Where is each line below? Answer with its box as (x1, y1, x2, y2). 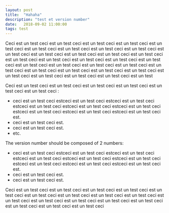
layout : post (5, 7, 33, 13)
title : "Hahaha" (5, 12, 42, 17)
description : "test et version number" (5, 17, 90, 22)
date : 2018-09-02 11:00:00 (5, 21, 67, 27)
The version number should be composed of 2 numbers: (5, 140, 124, 146)
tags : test (5, 26, 29, 32)
